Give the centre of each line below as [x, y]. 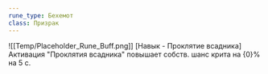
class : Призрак [34, 23]
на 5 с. [20, 62]
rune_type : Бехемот [41, 16]
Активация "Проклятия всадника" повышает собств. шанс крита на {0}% [134, 54]
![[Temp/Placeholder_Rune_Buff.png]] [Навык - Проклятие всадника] [125, 45]
